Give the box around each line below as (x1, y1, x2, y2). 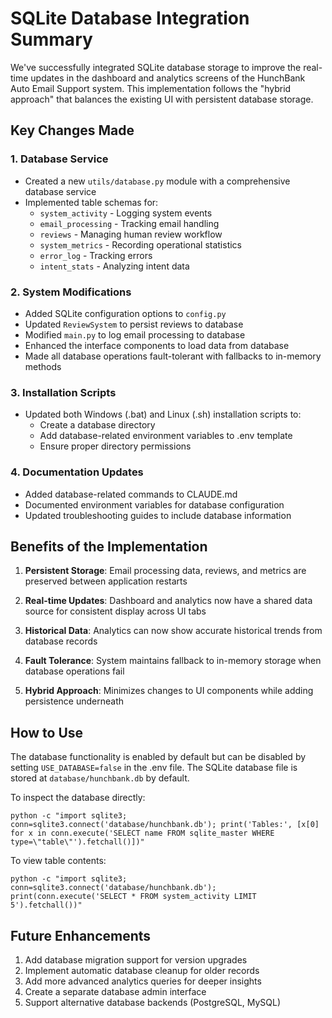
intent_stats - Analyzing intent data (39, 260, 190, 272)
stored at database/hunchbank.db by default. (10, 772, 190, 784)
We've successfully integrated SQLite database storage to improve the (10, 61, 302, 73)
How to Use (10, 724, 84, 741)
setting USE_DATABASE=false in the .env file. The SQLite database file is (10, 762, 298, 774)
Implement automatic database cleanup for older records (24, 964, 260, 976)
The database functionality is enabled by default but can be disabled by (10, 751, 307, 763)
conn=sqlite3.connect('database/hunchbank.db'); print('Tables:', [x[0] (10, 820, 320, 830)
